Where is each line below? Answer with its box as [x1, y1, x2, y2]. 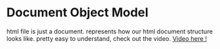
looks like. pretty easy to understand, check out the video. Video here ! [6, 34, 208, 42]
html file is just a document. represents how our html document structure [6, 27, 213, 35]
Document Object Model [6, 5, 148, 20]
